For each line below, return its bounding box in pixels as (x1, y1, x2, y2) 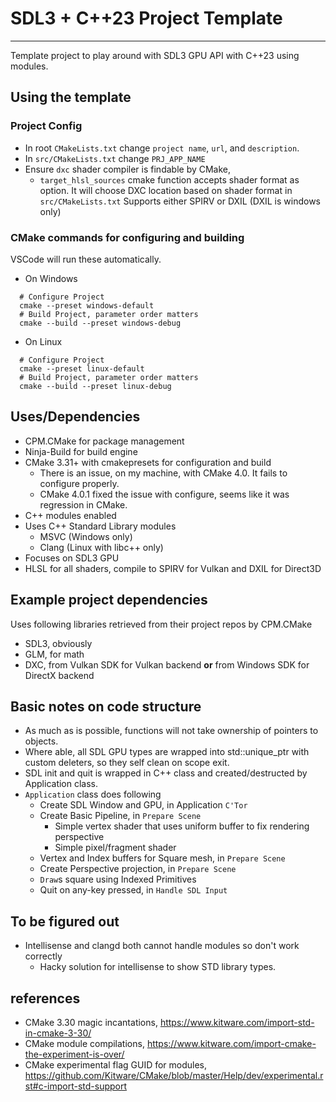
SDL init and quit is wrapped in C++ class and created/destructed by (24, 767, 308, 779)
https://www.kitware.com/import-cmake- (146, 1037, 317, 1049)
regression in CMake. (39, 498, 128, 511)
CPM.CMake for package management (24, 435, 185, 447)
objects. (24, 735, 59, 747)
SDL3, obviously (24, 637, 93, 649)
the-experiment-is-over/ (24, 1048, 125, 1060)
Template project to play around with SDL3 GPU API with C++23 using (10, 49, 300, 61)
